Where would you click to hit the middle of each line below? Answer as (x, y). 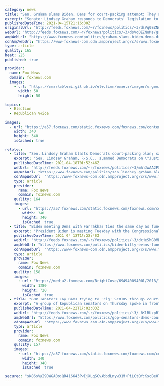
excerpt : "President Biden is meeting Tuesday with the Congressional (87, 231)
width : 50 (28, 91)
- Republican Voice (29, 114)
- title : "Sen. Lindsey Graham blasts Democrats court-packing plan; (82, 154)
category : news (20, 10)
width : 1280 (35, 286)
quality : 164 (27, 199)
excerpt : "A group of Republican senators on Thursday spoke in (81, 304)
